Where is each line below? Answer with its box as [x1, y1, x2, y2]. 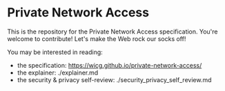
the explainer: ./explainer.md [17, 68, 99, 77]
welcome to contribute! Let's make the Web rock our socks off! [7, 34, 186, 42]
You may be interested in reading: [7, 48, 104, 56]
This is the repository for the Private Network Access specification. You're [7, 27, 218, 36]
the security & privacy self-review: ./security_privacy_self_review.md [17, 75, 212, 83]
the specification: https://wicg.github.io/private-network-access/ [17, 61, 202, 69]
